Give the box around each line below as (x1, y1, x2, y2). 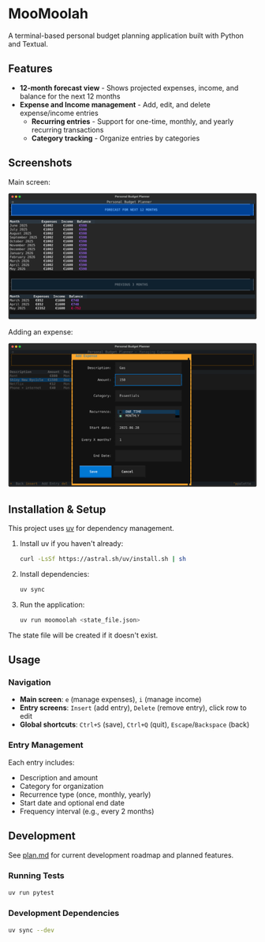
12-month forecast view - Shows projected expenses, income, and (19, 83, 239, 92)
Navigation (8, 677, 51, 688)
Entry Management (8, 739, 84, 750)
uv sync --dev (8, 926, 55, 935)
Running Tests (8, 869, 65, 880)
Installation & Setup (8, 503, 106, 516)
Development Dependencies (8, 907, 120, 918)
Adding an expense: (8, 327, 73, 337)
